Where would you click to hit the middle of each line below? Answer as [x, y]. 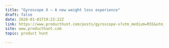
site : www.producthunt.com [33, 29]
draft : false [19, 15]
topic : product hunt [27, 33]
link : [11, 24]
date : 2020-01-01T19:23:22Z [35, 19]
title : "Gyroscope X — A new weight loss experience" [63, 10]
